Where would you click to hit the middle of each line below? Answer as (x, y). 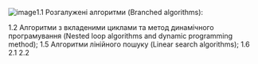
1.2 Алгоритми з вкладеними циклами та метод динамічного (111, 27)
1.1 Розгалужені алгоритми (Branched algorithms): (120, 12)
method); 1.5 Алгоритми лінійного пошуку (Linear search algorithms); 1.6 (129, 44)
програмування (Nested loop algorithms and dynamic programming (121, 36)
